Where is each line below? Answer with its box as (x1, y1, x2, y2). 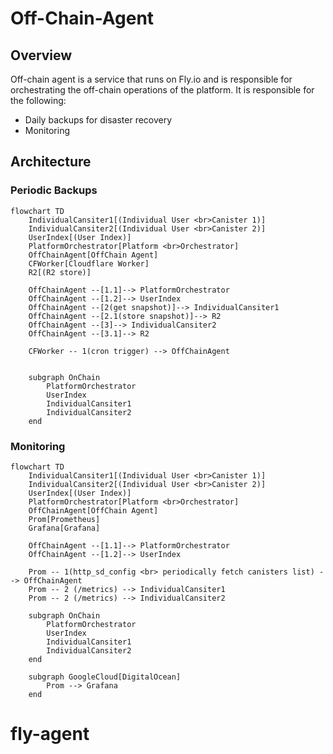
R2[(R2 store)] (28, 267, 92, 277)
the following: (10, 95, 67, 106)
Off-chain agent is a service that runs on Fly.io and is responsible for (10, 73, 293, 85)
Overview (10, 47, 73, 64)
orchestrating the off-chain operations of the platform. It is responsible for (10, 84, 315, 96)
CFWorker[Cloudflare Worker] (28, 258, 150, 269)
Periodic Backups (10, 183, 98, 197)
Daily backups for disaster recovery (24, 114, 173, 126)
